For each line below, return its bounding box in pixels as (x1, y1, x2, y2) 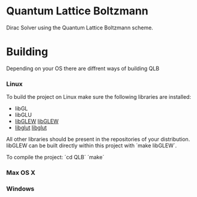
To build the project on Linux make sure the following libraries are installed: (6, 93, 192, 101)
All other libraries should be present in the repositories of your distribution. (6, 136, 190, 143)
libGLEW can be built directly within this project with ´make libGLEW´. (6, 142, 177, 149)
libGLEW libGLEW (14, 118, 59, 125)
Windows (6, 184, 35, 193)
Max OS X (6, 169, 36, 177)
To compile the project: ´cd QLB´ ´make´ (6, 154, 105, 161)
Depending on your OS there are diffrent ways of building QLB (6, 65, 160, 72)
